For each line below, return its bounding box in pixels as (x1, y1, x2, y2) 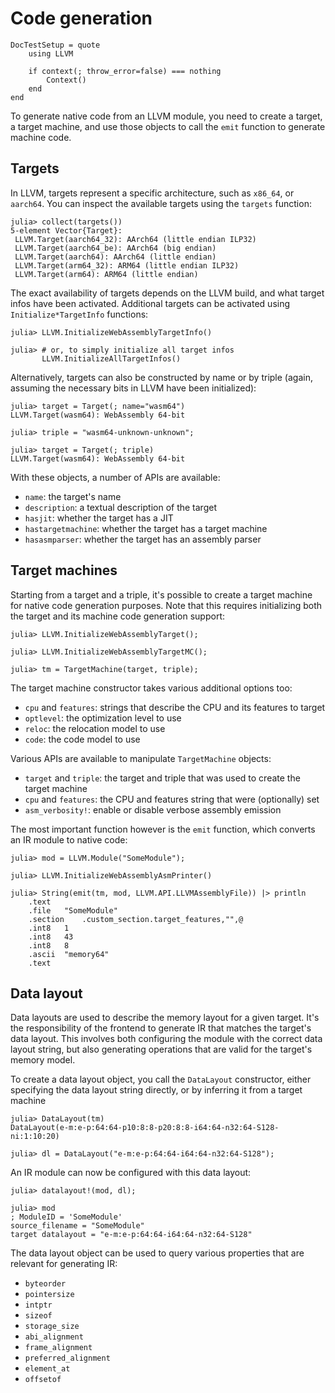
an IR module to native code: (10, 833, 128, 846)
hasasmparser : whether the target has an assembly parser (24, 533, 262, 545)
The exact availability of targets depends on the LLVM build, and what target (10, 287, 325, 299)
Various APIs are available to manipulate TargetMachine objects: (10, 752, 272, 764)
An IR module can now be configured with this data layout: (10, 1167, 252, 1179)
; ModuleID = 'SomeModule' (10, 1212, 123, 1222)
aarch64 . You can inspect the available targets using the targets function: (10, 197, 312, 209)
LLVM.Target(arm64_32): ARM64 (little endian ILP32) (14, 260, 240, 271)
